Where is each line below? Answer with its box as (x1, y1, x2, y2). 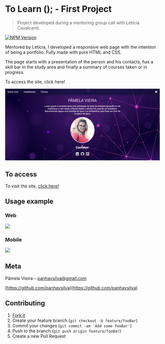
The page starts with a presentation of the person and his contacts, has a (5, 59, 154, 64)
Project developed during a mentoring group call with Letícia (17, 20, 140, 26)
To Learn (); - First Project (5, 3, 112, 15)
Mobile (5, 236, 22, 243)
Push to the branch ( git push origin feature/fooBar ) (12, 328, 121, 334)
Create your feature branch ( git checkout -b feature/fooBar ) (12, 317, 138, 323)
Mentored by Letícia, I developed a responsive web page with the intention (5, 44, 156, 50)
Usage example (5, 197, 54, 206)
